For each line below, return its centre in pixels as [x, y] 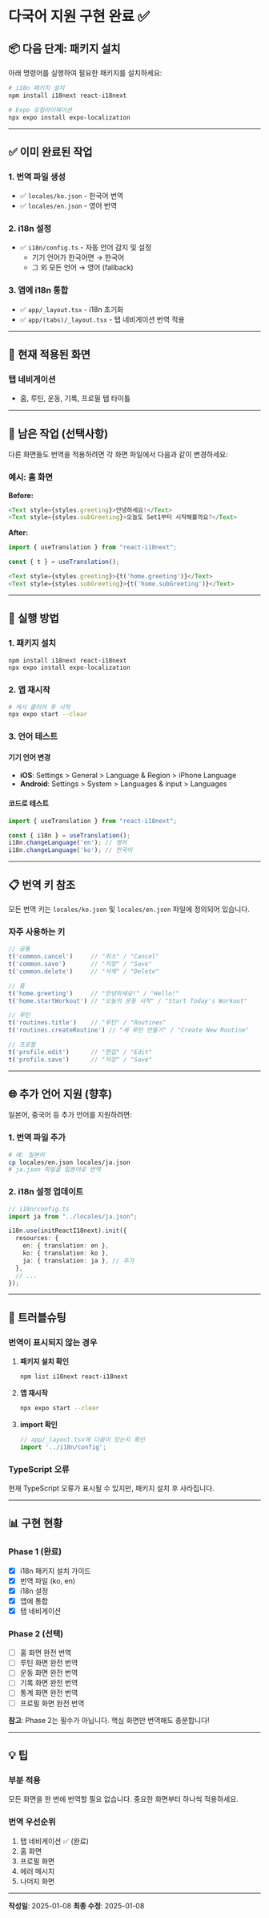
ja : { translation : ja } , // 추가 [78, 1260]
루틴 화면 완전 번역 [49, 1663]
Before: [21, 495]
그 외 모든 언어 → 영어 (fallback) [82, 268]
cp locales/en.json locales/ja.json [69, 1162]
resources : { [37, 1239]
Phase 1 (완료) [35, 1551]
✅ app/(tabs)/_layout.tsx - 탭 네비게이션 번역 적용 [102, 319]
